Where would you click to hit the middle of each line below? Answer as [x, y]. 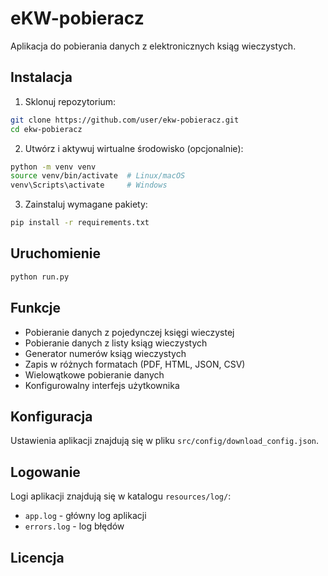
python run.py [40, 277]
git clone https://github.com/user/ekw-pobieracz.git [125, 120]
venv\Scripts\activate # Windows [89, 185]
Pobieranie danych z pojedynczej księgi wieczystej [129, 332]
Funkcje [36, 308]
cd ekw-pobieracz [46, 129]
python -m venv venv [53, 167]
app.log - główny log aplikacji [85, 516]
